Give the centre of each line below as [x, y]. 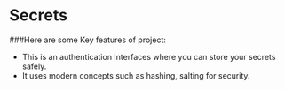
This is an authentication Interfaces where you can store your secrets [149, 56]
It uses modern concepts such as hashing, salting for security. [136, 75]
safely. [34, 66]
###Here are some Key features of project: [87, 40]
